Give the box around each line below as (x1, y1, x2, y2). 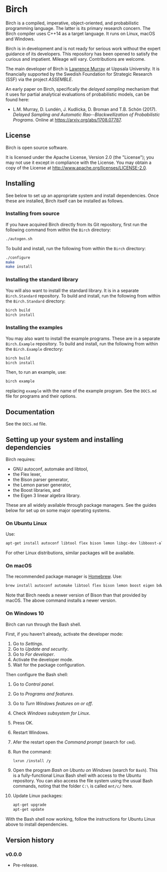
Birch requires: (5, 456, 36, 462)
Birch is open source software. (5, 145, 68, 150)
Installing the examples (5, 324, 63, 331)
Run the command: (12, 748, 52, 754)
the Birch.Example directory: (5, 346, 63, 352)
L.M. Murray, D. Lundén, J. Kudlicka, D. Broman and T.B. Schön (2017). (12, 106, 157, 112)
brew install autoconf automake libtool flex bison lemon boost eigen (5, 583, 155, 588)
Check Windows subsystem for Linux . (12, 710, 91, 716)
